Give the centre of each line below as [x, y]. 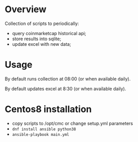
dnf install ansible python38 [44, 129]
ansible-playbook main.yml [41, 134]
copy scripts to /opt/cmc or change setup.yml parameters [72, 123]
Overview [26, 9]
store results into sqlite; [37, 39]
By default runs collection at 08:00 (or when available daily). [68, 79]
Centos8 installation [48, 109]
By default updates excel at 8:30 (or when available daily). [65, 89]
